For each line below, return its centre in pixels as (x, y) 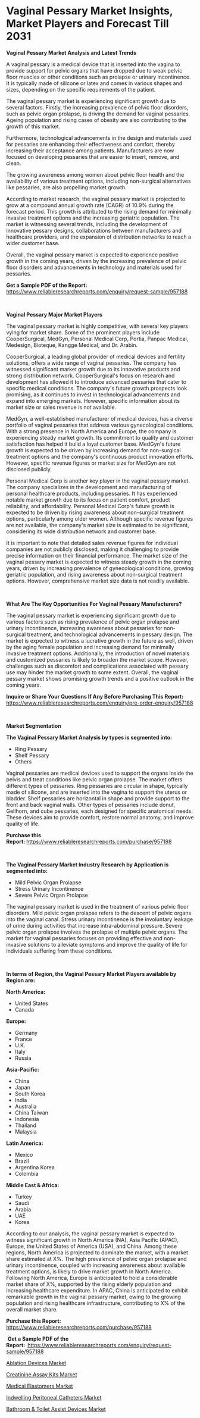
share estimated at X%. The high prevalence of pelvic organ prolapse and (97, 1259)
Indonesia (27, 1119)
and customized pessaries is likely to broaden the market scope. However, (97, 659)
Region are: (21, 980)
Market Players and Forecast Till (87, 24)
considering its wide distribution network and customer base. (81, 531)
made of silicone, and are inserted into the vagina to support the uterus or (97, 792)
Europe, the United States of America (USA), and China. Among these (92, 1246)
